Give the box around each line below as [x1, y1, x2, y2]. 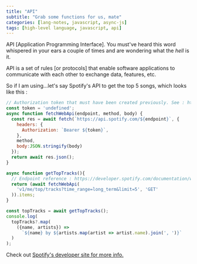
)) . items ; [11, 192, 35, 198]
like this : [6, 88, 28, 95]
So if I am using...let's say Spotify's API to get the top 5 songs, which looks [6, 83, 187, 90]
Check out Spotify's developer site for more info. [6, 251, 124, 258]
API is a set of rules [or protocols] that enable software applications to [6, 65, 175, 72]
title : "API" [6, 8, 38, 15]
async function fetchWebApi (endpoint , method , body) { [6, 111, 143, 116]
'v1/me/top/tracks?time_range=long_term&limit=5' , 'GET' [16, 187, 159, 193]
